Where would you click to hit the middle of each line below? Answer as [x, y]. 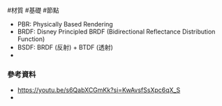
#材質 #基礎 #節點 [33, 10]
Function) [31, 39]
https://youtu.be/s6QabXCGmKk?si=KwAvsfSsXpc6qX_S [99, 90]
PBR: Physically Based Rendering [65, 24]
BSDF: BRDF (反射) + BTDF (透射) [65, 47]
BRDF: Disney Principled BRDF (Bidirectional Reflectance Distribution [116, 31]
